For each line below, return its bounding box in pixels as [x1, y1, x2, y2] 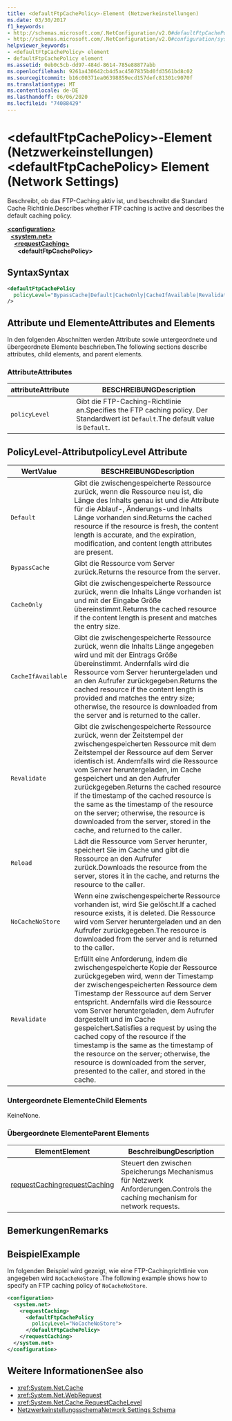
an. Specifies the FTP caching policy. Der [75, 406, 209, 415]
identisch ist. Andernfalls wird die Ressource [73, 756, 219, 766]
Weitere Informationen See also [7, 1365, 144, 1377]
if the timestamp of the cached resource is [73, 791, 212, 801]
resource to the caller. [73, 880, 146, 890]
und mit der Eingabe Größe [73, 595, 162, 605]
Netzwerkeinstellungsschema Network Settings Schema [17, 1405, 176, 1413]
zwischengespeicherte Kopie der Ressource [73, 963, 217, 973]
